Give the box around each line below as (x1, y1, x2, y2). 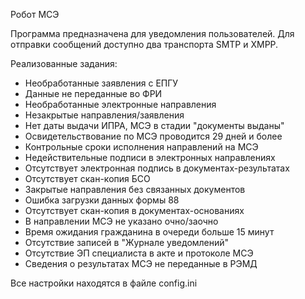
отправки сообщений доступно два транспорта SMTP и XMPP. (10, 39, 279, 50)
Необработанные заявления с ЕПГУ (24, 77, 179, 89)
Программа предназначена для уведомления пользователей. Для (10, 28, 295, 39)
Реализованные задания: (10, 58, 118, 69)
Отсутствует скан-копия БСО (24, 173, 151, 184)
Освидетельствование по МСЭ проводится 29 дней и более (24, 130, 283, 142)
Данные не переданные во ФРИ (24, 88, 163, 99)
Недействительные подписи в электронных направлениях (24, 152, 276, 163)
